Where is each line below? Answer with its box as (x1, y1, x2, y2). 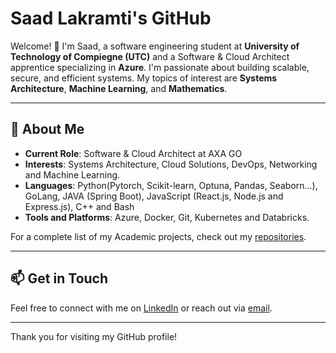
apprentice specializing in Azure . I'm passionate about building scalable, (10, 61, 310, 73)
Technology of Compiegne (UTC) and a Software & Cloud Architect (10, 50, 290, 62)
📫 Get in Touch (10, 270, 109, 287)
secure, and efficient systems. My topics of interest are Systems (10, 72, 278, 84)
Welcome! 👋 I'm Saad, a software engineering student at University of (10, 40, 300, 52)
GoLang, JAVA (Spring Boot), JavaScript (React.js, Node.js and (24, 190, 284, 202)
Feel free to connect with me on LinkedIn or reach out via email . (10, 302, 273, 314)
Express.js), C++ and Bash (24, 200, 135, 212)
